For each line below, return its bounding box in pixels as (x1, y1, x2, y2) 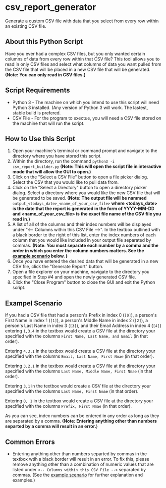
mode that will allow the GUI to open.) (12, 169, 91, 175)
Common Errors (5, 437, 55, 446)
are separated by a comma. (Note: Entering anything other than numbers (5, 418, 157, 424)
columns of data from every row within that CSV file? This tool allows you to (5, 56, 160, 62)
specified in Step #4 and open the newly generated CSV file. (12, 274, 136, 280)
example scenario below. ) (12, 253, 68, 259)
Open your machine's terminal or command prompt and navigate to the (12, 148, 158, 154)
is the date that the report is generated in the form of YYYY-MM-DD (12, 206, 155, 212)
